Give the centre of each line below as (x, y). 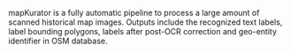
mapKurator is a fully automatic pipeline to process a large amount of (134, 13)
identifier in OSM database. (58, 41)
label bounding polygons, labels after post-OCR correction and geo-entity (143, 31)
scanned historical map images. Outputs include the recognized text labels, (145, 22)
